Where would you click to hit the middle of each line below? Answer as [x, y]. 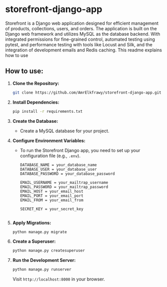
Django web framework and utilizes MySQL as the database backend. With [83, 34]
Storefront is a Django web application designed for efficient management [82, 23]
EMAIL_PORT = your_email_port [52, 196]
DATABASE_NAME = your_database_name [58, 165]
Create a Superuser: [34, 241]
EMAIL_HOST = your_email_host [52, 191]
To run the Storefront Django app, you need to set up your [80, 150]
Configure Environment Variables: [49, 140]
